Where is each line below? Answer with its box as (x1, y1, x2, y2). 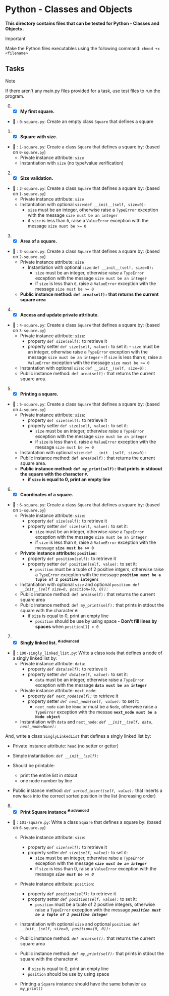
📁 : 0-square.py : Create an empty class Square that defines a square (12, 118, 154, 125)
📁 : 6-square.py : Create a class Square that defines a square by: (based (12, 502, 160, 508)
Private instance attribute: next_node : (20, 687, 97, 693)
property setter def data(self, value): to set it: (27, 671, 128, 677)
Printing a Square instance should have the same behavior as (20, 981, 146, 987)
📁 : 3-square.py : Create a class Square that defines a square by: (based (12, 248, 160, 254)
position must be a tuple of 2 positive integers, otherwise (35, 901, 155, 907)
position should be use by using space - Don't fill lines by (35, 618, 157, 624)
